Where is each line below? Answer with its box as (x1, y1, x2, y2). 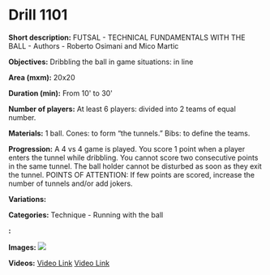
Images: (8, 242, 36, 252)
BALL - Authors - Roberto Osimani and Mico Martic (8, 41, 179, 50)
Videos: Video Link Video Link (8, 258, 110, 268)
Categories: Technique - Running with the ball (8, 209, 164, 220)
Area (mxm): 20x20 (8, 72, 75, 82)
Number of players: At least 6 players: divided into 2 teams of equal (8, 104, 237, 114)
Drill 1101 (8, 6, 68, 24)
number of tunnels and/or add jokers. (8, 178, 133, 188)
